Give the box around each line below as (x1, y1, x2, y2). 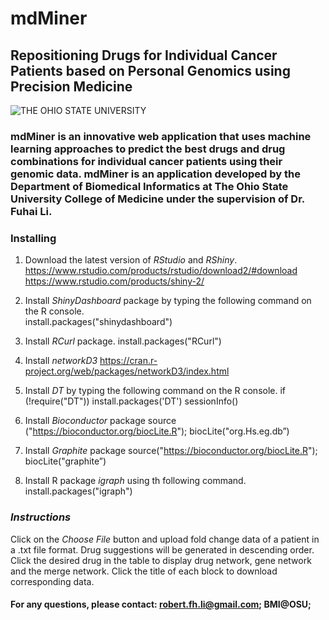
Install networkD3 (24, 355, 98, 367)
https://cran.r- (99, 355, 158, 367)
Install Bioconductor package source (24, 415, 177, 427)
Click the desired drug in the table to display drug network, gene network (10, 554, 312, 566)
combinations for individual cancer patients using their (10, 154, 283, 168)
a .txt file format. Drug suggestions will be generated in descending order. (10, 543, 315, 556)
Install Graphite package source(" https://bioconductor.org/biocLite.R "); (24, 445, 318, 457)
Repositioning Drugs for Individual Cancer (10, 47, 278, 64)
